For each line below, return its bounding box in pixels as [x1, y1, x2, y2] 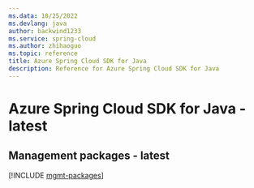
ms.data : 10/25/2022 [8, 11, 79, 20]
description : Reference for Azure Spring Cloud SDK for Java [8, 65, 220, 73]
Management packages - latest [8, 149, 170, 163]
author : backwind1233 [8, 27, 82, 35]
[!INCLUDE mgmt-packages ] [8, 170, 104, 180]
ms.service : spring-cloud [8, 34, 96, 43]
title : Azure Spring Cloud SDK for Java [8, 58, 148, 66]
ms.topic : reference [8, 49, 79, 58]
